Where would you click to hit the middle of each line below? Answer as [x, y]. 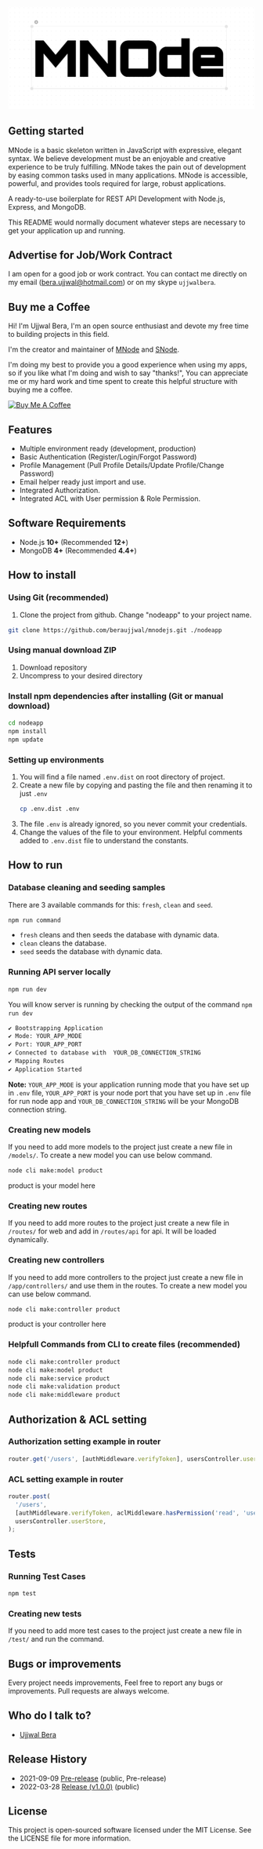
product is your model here [52, 1186]
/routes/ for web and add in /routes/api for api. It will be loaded [112, 1231]
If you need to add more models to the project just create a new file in [121, 1147]
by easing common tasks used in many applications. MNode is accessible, [128, 175]
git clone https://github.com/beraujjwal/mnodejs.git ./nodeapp [115, 630]
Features [30, 430]
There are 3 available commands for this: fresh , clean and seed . [111, 904]
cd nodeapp [26, 723]
